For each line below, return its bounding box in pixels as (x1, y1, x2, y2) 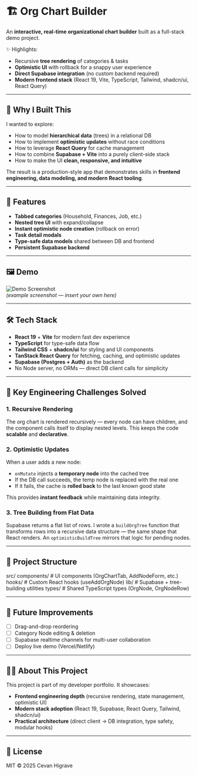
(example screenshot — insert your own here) (6, 292, 117, 299)
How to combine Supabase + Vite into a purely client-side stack (14, 150, 170, 157)
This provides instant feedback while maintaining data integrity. (6, 494, 161, 501)
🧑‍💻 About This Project (6, 666, 88, 676)
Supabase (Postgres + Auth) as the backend (14, 359, 124, 366)
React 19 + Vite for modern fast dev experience (14, 333, 130, 341)
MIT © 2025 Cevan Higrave (6, 761, 73, 769)
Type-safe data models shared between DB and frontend (14, 237, 154, 244)
